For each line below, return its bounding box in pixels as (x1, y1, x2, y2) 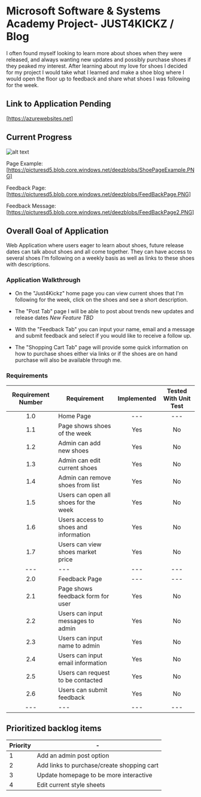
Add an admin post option (36, 751, 109, 760)
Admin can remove (57, 473, 111, 481)
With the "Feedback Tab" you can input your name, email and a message (14, 325, 195, 332)
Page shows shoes (57, 421, 111, 430)
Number (19, 398, 43, 406)
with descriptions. (6, 261, 51, 268)
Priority (9, 741, 31, 750)
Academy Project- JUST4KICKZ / (6, 17, 175, 31)
